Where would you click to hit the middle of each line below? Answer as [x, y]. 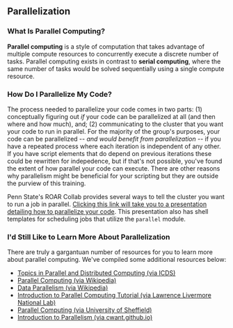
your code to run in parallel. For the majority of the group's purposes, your [114, 131]
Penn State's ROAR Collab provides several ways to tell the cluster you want [116, 196]
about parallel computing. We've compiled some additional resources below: [117, 260]
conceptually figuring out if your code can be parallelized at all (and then [111, 116]
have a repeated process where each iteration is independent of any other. [114, 146]
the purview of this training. [47, 183]
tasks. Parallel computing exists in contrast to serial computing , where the [114, 61]
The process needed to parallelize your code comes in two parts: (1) [105, 109]
